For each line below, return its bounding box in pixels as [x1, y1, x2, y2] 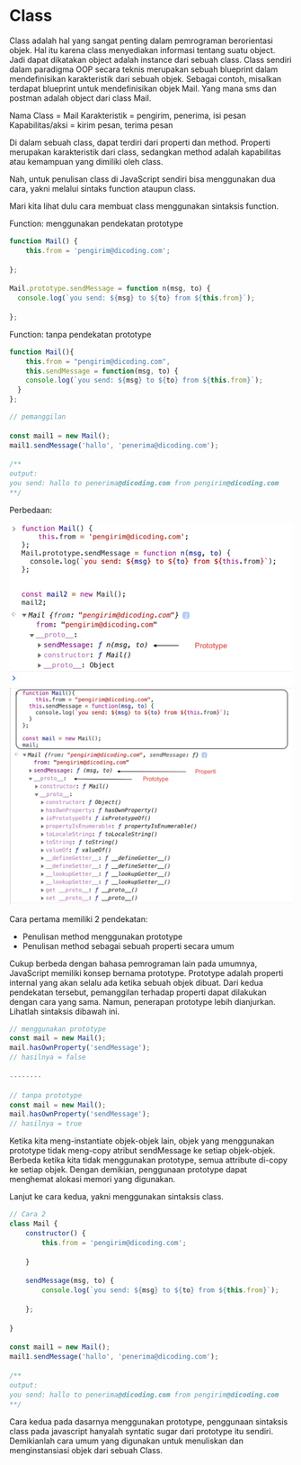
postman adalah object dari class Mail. [9, 92, 152, 104]
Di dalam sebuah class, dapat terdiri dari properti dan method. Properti [9, 137, 271, 148]
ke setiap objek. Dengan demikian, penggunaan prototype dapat [9, 1164, 247, 1175]
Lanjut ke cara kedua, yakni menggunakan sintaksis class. [9, 1191, 225, 1202]
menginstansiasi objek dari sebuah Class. [9, 1444, 164, 1455]
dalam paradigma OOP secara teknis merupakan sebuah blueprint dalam [9, 64, 279, 75]
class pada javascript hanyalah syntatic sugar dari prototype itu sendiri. [9, 1425, 274, 1436]
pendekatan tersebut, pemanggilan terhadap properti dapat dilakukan [9, 987, 267, 998]
